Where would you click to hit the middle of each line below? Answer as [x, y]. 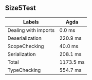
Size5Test [20, 8]
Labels [31, 22]
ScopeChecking [26, 46]
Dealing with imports [31, 30]
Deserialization [25, 38]
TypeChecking [24, 70]
